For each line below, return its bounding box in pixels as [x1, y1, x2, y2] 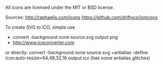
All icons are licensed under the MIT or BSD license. [5, 5, 115, 10]
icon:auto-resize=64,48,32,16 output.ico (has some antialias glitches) [5, 55, 150, 61]
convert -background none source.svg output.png [12, 34, 118, 40]
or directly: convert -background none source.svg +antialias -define [5, 50, 148, 55]
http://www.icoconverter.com [12, 39, 75, 46]
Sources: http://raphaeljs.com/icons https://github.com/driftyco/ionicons [5, 14, 158, 20]
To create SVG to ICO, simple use [5, 24, 75, 30]
